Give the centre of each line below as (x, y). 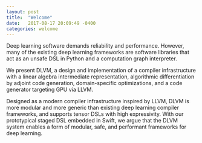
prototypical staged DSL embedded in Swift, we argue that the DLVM (92, 121)
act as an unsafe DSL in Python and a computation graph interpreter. (92, 59)
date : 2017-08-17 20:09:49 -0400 (51, 23)
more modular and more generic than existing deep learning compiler (93, 108)
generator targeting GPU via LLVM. (50, 90)
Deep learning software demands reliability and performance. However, (95, 46)
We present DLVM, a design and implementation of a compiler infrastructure (101, 71)
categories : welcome (32, 29)
